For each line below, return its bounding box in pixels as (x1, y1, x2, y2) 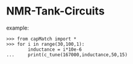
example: (6, 24, 29, 31)
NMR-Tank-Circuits (6, 4, 105, 18)
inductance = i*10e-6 (28, 46, 82, 53)
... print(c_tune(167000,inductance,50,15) (6, 51, 128, 58)
